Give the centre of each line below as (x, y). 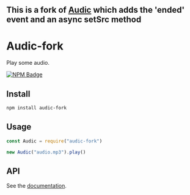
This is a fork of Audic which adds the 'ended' (96, 10)
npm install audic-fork (37, 108)
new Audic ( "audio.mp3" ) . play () (46, 152)
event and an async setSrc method (74, 20)
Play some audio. (28, 63)
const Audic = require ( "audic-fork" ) (54, 141)
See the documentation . (37, 186)
